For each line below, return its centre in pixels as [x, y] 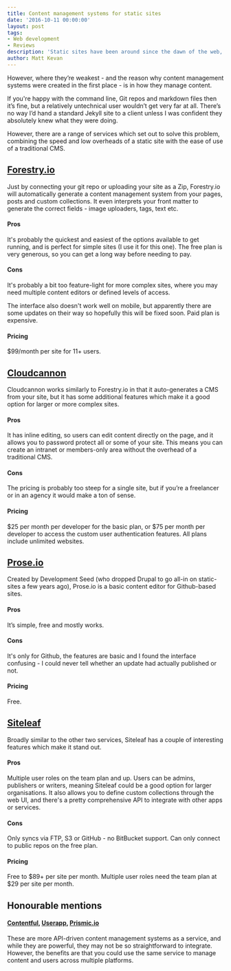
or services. [24, 807]
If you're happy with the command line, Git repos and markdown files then [112, 98]
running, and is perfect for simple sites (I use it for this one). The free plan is [115, 247]
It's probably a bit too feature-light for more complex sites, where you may [112, 285]
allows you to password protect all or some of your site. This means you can [115, 443]
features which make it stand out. [54, 747]
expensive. [23, 320]
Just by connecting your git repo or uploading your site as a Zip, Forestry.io [114, 186]
